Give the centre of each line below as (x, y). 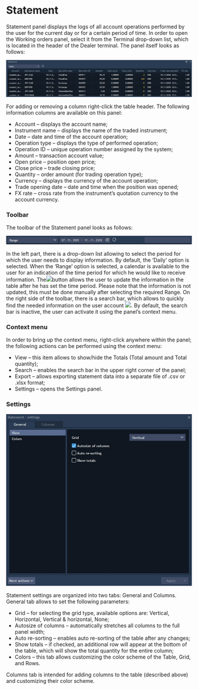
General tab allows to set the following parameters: (68, 602)
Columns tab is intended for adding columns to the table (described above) (97, 675)
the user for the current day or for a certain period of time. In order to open (97, 32)
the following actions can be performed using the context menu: (84, 346)
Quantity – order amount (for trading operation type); (79, 174)
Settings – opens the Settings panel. (58, 389)
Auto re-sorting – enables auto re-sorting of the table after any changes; (102, 638)
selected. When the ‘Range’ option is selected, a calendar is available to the (98, 266)
